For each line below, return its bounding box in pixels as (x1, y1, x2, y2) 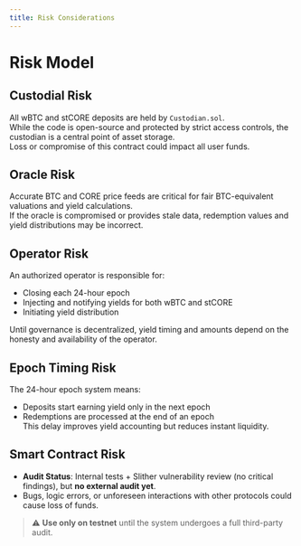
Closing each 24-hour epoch (22, 287, 131, 298)
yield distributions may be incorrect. (9, 220, 144, 231)
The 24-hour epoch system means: (9, 384, 142, 395)
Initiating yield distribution (22, 306, 119, 317)
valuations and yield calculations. (9, 201, 134, 212)
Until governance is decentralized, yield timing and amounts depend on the (9, 325, 289, 335)
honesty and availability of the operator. (9, 334, 158, 344)
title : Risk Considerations (9, 13, 116, 23)
